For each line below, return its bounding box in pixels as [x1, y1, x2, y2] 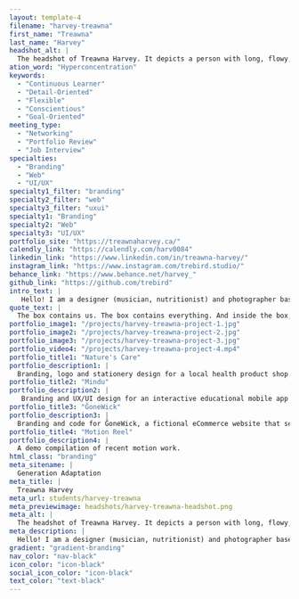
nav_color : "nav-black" [9, 552, 98, 561]
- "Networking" [17, 129, 74, 138]
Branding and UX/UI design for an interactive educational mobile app [20, 394, 289, 404]
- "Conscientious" [17, 104, 86, 113]
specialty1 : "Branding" [9, 211, 98, 221]
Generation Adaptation [17, 469, 101, 478]
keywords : [9, 71, 46, 80]
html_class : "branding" [9, 452, 98, 462]
